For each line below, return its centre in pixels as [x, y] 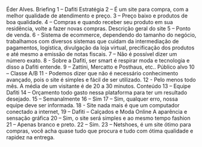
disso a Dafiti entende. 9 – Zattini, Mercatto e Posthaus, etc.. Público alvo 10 [100, 67]
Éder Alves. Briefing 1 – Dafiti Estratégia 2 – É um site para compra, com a [97, 9]
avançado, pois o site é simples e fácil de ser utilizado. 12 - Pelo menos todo [101, 80]
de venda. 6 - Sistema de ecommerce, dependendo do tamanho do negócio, [101, 35]
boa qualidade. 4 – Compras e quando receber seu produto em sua [90, 22]
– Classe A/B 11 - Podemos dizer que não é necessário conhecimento [92, 73]
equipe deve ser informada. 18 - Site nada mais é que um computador [93, 105]
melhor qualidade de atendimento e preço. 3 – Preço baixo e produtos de [97, 16]
